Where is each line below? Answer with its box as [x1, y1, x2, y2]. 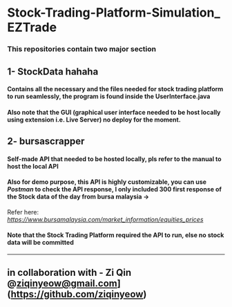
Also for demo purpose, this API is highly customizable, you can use [7, 178, 207, 186]
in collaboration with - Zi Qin [7, 267, 132, 279]
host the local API [7, 162, 59, 170]
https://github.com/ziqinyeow [10, 288, 144, 300]
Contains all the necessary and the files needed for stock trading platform [7, 85, 224, 93]
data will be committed [7, 239, 74, 247]
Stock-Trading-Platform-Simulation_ [7, 5, 221, 21]
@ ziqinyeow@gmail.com [7, 278, 117, 290]
